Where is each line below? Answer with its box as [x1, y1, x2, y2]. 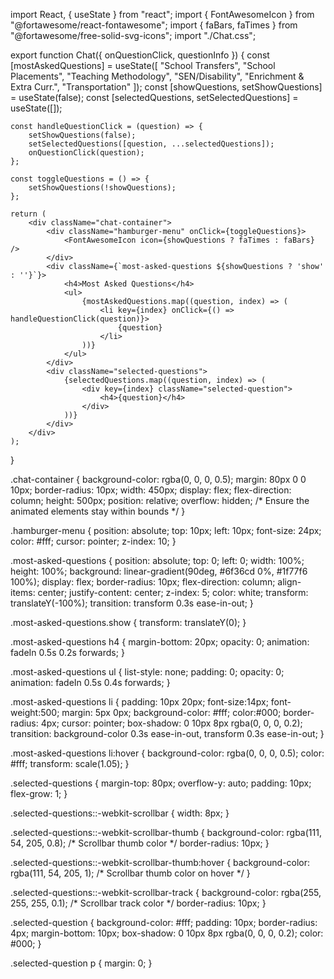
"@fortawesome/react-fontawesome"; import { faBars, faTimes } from [10, 19, 298, 31]
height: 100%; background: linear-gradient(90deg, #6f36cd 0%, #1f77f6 [10, 565, 308, 577]
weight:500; [10, 707, 60, 718]
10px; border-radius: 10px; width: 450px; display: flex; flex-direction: [10, 484, 292, 496]
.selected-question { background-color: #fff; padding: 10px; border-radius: [10, 917, 318, 928]
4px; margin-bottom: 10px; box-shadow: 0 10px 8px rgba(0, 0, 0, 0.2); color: [10, 927, 324, 939]
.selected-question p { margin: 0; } [10, 957, 153, 969]
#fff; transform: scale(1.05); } [10, 758, 130, 769]
